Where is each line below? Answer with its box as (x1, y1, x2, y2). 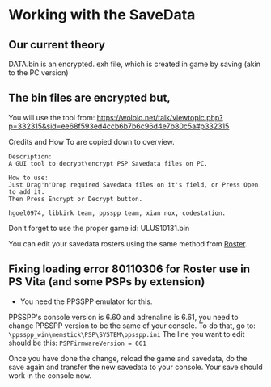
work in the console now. (8, 370, 92, 381)
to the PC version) (8, 68, 69, 78)
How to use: (8, 174, 49, 182)
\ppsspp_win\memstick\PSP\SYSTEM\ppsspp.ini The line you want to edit (8, 329, 245, 339)
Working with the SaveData (8, 6, 196, 24)
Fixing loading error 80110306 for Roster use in (8, 263, 251, 276)
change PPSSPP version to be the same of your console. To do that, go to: (8, 321, 256, 330)
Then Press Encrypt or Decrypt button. (8, 195, 143, 203)
